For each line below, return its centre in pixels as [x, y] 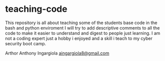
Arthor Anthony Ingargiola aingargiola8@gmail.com [57, 53]
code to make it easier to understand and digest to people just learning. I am [83, 33]
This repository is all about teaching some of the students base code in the [81, 23]
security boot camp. [26, 43]
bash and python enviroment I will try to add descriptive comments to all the [82, 28]
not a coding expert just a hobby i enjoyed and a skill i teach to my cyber [79, 38]
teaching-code [36, 9]
